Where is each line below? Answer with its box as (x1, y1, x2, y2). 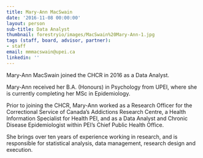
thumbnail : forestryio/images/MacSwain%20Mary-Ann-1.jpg (6, 32, 155, 38)
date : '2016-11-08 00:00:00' (6, 15, 81, 21)
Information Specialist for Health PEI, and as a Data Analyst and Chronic (6, 115, 188, 122)
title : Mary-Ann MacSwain (6, 9, 72, 15)
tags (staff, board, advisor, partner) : (6, 37, 112, 43)
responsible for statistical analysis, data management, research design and (6, 139, 196, 147)
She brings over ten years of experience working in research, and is (6, 133, 178, 140)
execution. (6, 146, 33, 153)
